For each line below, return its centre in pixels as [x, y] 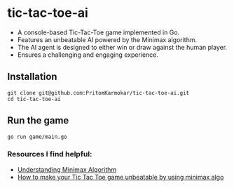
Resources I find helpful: [50, 154]
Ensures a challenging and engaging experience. [88, 55]
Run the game [38, 121]
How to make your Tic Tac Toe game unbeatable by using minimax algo [121, 177]
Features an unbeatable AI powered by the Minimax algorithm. [107, 39]
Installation [32, 77]
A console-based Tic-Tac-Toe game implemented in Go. [98, 32]
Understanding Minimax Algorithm [67, 169]
